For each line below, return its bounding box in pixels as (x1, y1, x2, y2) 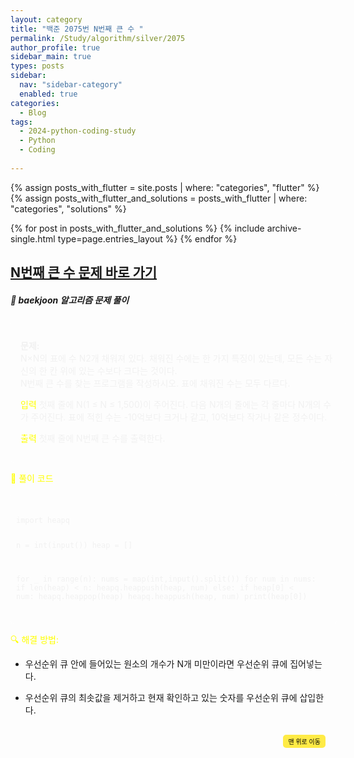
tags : (10, 117, 33, 127)
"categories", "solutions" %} (10, 202, 127, 215)
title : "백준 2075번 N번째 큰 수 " (10, 24, 144, 34)
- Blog (19, 107, 47, 118)
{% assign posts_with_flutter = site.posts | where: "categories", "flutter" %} (10, 181, 320, 193)
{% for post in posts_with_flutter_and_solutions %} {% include (10, 222, 265, 234)
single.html (10, 232, 56, 245)
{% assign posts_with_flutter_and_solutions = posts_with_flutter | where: (10, 192, 308, 204)
